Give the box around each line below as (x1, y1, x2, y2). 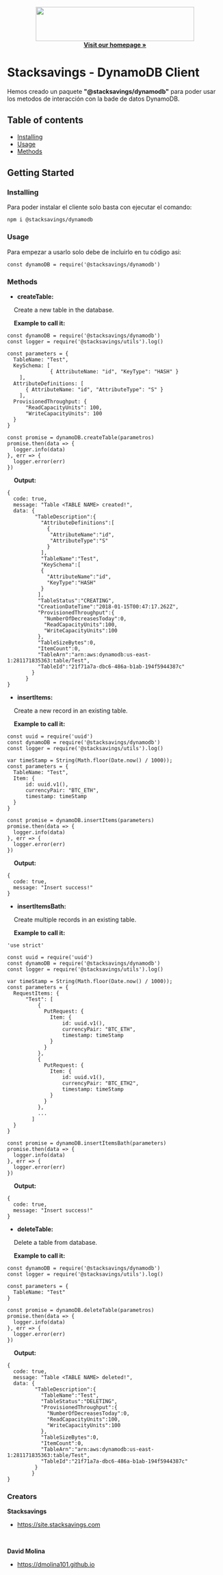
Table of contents (7, 114, 83, 126)
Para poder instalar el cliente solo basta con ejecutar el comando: (7, 203, 192, 212)
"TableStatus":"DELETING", (40, 1398, 118, 1405)
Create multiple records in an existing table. (13, 915, 137, 924)
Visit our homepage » (83, 41, 146, 49)
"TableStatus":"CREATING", (37, 597, 115, 604)
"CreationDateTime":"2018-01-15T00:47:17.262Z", (37, 604, 179, 610)
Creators (7, 1491, 38, 1501)
